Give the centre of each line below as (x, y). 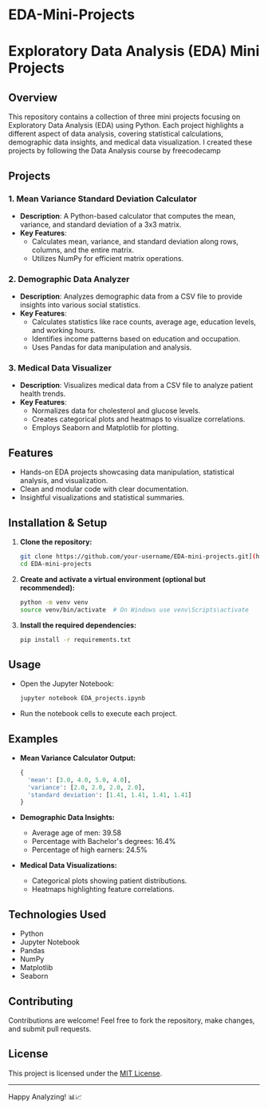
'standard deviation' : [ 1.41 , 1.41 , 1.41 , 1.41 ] (110, 795)
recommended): (47, 588)
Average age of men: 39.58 (77, 833)
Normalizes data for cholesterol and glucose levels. (116, 411)
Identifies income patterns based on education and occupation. (136, 339)
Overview (33, 97)
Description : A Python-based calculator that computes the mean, (128, 216)
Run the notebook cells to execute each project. (99, 714)
